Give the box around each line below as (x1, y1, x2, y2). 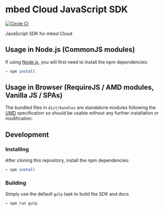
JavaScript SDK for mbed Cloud (5, 30, 73, 36)
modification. (5, 115, 33, 121)
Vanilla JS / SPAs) (5, 91, 63, 100)
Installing (5, 145, 29, 153)
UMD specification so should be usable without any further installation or (5, 110, 159, 116)
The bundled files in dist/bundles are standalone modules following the (5, 104, 156, 111)
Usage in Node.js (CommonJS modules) (5, 45, 135, 54)
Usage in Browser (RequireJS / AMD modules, (5, 83, 154, 92)
